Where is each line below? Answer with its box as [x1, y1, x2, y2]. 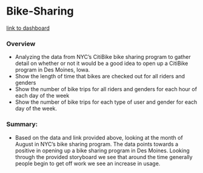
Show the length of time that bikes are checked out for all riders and [15, 73, 185, 80]
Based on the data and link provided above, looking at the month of [15, 134, 183, 141]
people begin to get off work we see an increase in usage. [15, 160, 161, 167]
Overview [6, 39, 36, 48]
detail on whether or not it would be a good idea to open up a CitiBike [15, 59, 188, 67]
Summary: [6, 120, 38, 129]
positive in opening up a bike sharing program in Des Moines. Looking [15, 147, 190, 154]
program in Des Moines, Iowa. [15, 66, 90, 73]
